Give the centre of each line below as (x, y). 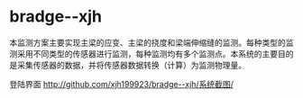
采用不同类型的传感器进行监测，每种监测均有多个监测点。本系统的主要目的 (155, 53)
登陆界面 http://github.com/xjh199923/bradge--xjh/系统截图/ (122, 84)
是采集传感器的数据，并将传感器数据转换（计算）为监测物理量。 (128, 65)
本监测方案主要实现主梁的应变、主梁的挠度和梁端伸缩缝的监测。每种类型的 (147, 42)
